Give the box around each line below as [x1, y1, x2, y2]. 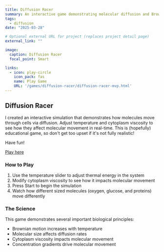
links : [5, 65, 19, 70]
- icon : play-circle [9, 70, 51, 75]
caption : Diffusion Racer [9, 52, 62, 57]
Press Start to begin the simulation [12, 183, 82, 189]
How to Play [5, 161, 34, 168]
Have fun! [5, 140, 25, 146]
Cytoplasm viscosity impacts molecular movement [12, 236, 114, 242]
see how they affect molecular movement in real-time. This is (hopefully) [5, 125, 151, 131]
